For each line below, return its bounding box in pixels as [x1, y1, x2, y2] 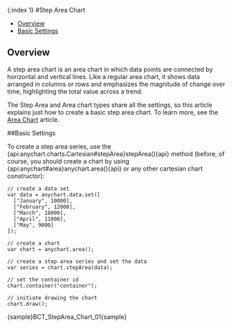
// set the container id [7, 276, 79, 283]
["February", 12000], [13, 203, 76, 210]
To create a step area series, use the [7, 142, 111, 150]
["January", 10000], [13, 197, 73, 204]
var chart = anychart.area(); [7, 245, 95, 252]
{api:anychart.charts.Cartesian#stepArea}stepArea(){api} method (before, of [7, 149, 225, 158]
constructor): [7, 171, 45, 180]
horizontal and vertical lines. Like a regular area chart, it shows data [7, 72, 200, 80]
